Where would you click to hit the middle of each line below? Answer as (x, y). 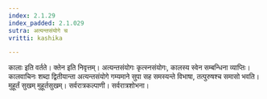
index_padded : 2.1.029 (46, 23)
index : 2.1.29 (32, 16)
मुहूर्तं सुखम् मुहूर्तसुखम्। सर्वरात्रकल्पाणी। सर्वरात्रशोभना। (79, 85)
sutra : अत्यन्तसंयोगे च (38, 30)
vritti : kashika (35, 38)
